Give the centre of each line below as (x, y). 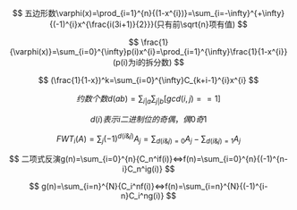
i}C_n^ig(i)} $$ (148, 169)
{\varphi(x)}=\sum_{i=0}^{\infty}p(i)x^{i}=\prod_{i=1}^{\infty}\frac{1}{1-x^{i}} (148, 51)
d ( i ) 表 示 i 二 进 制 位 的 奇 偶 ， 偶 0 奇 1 (148, 119)
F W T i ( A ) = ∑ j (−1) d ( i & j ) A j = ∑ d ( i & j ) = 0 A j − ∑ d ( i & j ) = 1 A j (148, 139)
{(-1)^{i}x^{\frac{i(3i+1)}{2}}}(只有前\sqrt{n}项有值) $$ (148, 24)
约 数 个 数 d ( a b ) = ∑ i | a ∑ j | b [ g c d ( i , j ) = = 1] (148, 99)
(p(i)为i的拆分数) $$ (148, 62)
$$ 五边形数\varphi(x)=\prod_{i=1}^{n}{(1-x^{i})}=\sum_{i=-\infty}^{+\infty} (148, 13)
